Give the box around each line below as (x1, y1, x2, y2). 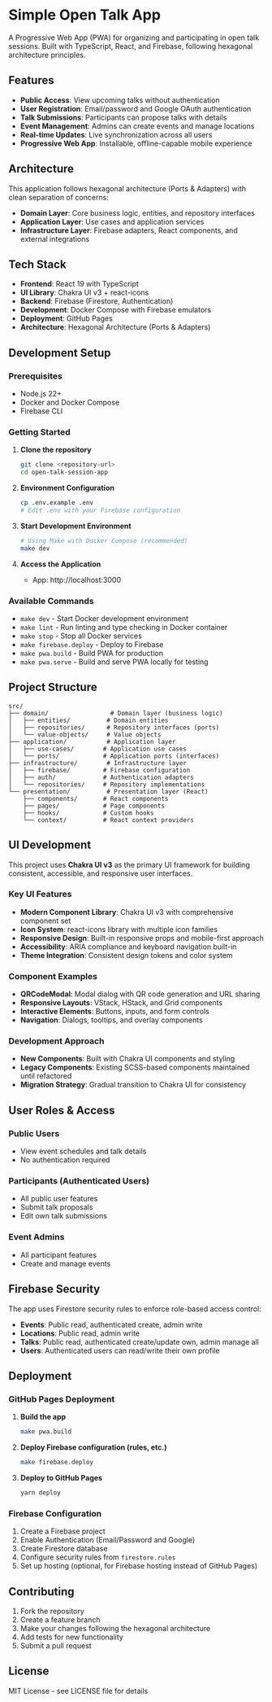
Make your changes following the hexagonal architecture (19, 1623, 211, 1633)
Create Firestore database (19, 1544, 108, 1554)
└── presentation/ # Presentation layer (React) (8, 787, 209, 795)
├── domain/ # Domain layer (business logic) (8, 709, 223, 717)
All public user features (19, 1194, 98, 1204)
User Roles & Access (8, 1103, 115, 1117)
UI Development (8, 838, 92, 852)
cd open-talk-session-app (19, 468, 108, 477)
